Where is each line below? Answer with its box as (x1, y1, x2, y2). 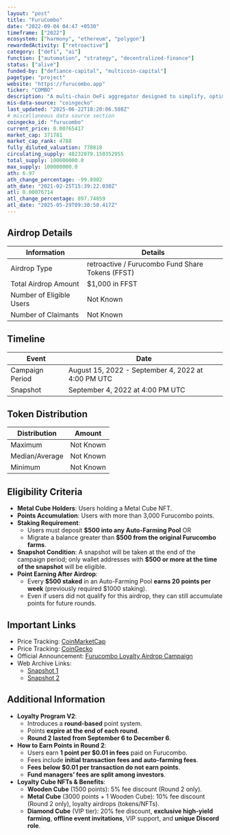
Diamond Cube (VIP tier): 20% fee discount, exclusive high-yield (27, 807, 214, 815)
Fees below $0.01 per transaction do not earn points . (27, 763, 181, 771)
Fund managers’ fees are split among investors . (27, 770, 166, 779)
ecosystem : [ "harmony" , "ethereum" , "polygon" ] (7, 36, 146, 43)
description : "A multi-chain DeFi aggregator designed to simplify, (7, 93, 207, 100)
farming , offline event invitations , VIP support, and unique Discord (27, 814, 219, 822)
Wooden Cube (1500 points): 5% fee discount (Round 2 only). (27, 785, 203, 793)
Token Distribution (7, 408, 88, 420)
